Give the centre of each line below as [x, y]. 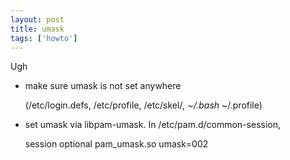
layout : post [37, 19]
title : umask [37, 29]
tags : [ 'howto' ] [44, 38]
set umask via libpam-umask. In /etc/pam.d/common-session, [153, 125]
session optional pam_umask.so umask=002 [116, 144]
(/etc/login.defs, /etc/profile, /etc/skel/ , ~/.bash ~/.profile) [143, 105]
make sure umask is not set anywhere [103, 86]
